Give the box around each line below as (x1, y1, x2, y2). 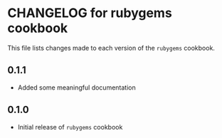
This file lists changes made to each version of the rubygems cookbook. (7, 43, 216, 52)
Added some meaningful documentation (17, 83, 137, 92)
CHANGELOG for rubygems (7, 5, 172, 21)
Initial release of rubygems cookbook (17, 122, 123, 131)
